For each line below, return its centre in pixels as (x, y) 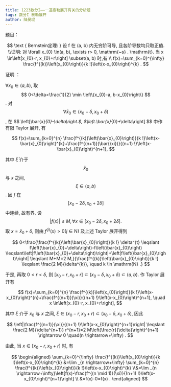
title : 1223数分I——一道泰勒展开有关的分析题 (48, 10)
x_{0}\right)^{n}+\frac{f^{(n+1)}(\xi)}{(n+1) (50, 298)
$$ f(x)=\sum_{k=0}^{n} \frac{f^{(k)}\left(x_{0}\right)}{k (76, 292)
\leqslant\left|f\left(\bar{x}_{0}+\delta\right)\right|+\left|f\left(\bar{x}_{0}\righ (86, 253)
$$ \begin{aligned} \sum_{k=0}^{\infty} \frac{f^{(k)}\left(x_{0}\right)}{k (86, 357)
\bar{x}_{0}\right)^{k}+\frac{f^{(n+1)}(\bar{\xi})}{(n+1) (76, 143)
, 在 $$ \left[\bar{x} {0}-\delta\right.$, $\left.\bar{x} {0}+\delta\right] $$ (79, 121)
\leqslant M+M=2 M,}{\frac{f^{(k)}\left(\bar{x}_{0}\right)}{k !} (94, 258)
